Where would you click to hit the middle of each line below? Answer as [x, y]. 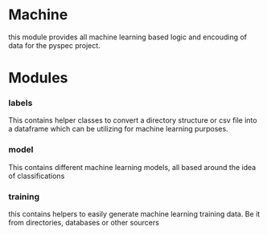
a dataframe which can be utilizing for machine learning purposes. [118, 129]
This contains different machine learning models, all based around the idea [132, 167]
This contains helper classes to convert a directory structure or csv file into [133, 120]
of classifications [37, 176]
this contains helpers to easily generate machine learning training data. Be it [134, 214]
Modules [38, 78]
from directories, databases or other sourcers [84, 223]
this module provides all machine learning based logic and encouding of [128, 37]
